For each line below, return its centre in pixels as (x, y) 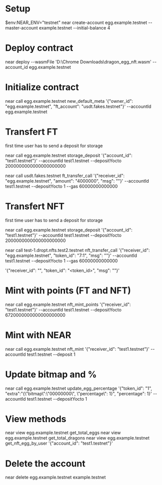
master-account (22, 27)
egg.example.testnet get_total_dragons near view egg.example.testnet (77, 438)
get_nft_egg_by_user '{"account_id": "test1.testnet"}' (59, 443)
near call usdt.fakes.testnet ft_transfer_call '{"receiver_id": (65, 176)
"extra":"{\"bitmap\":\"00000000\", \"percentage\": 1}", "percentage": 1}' (79, 393)
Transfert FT (32, 132)
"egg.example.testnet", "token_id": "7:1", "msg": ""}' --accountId (71, 255)
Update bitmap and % (51, 374)
